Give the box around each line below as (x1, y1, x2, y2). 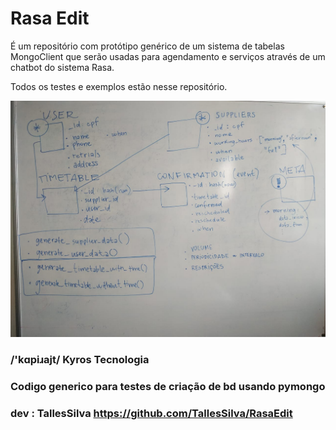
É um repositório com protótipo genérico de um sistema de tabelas (10, 40, 285, 52)
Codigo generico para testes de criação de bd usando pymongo (10, 379, 326, 393)
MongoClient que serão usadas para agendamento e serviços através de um (10, 50, 326, 62)
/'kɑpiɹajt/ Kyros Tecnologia (10, 352, 150, 366)
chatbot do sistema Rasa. (10, 61, 115, 73)
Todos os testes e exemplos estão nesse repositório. (10, 80, 228, 92)
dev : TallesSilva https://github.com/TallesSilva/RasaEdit (10, 406, 293, 420)
